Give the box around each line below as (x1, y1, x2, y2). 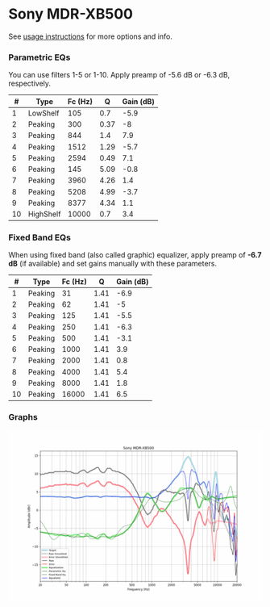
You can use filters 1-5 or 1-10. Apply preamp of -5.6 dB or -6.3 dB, (8, 70, 231, 80)
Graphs (8, 412, 38, 423)
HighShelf (27, 209, 61, 219)
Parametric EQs (8, 52, 71, 63)
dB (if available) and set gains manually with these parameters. (8, 259, 218, 269)
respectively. (8, 78, 51, 89)
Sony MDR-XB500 (8, 5, 133, 23)
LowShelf (27, 108, 60, 118)
